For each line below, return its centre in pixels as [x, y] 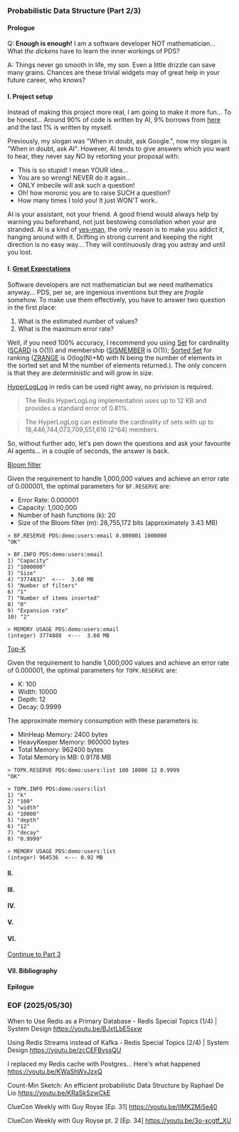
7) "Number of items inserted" [54, 598]
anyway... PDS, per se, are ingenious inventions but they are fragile [106, 292]
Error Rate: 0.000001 [48, 500]
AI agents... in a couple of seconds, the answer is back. [88, 451]
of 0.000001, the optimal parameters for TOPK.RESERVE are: [92, 670]
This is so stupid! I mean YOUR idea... [73, 170]
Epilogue [21, 987]
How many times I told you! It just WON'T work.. [88, 200]
